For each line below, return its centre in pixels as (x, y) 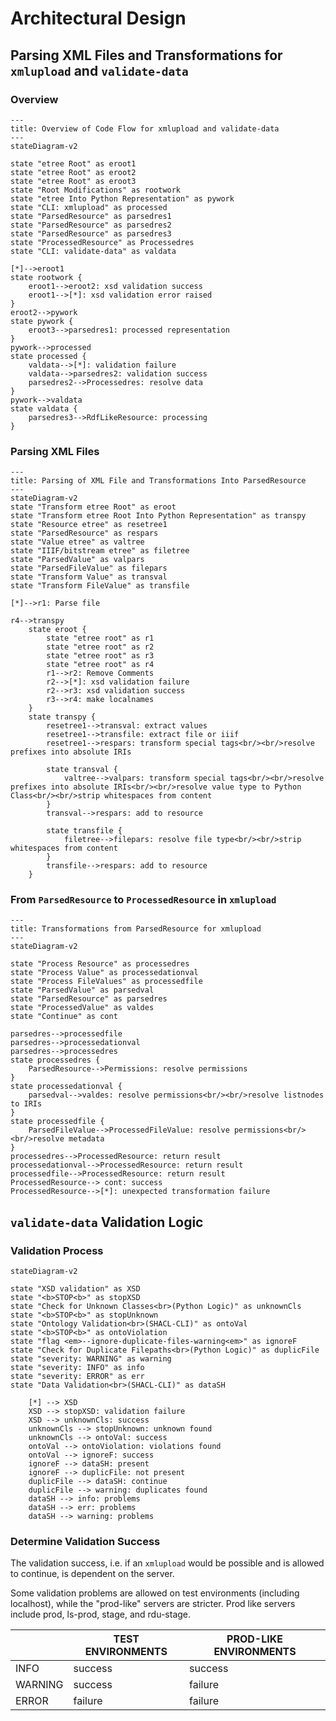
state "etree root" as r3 (100, 656)
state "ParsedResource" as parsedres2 (91, 225)
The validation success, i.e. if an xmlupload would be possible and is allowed (167, 1563)
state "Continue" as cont (64, 1017)
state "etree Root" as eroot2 (73, 172)
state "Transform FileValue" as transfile (100, 586)
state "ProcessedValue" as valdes (82, 1008)
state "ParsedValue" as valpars (77, 560)
